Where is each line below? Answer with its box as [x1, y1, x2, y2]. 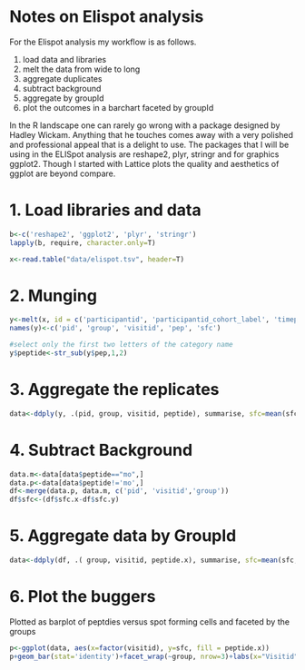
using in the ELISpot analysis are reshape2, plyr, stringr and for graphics [9, 148, 280, 160]
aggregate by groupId [22, 93, 104, 103]
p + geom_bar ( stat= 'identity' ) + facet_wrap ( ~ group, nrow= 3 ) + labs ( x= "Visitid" [9, 652, 299, 661]
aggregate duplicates [22, 73, 103, 84]
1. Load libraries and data [9, 200, 202, 221]
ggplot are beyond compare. [9, 168, 116, 179]
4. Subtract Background [9, 439, 193, 460]
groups [9, 626, 36, 636]
